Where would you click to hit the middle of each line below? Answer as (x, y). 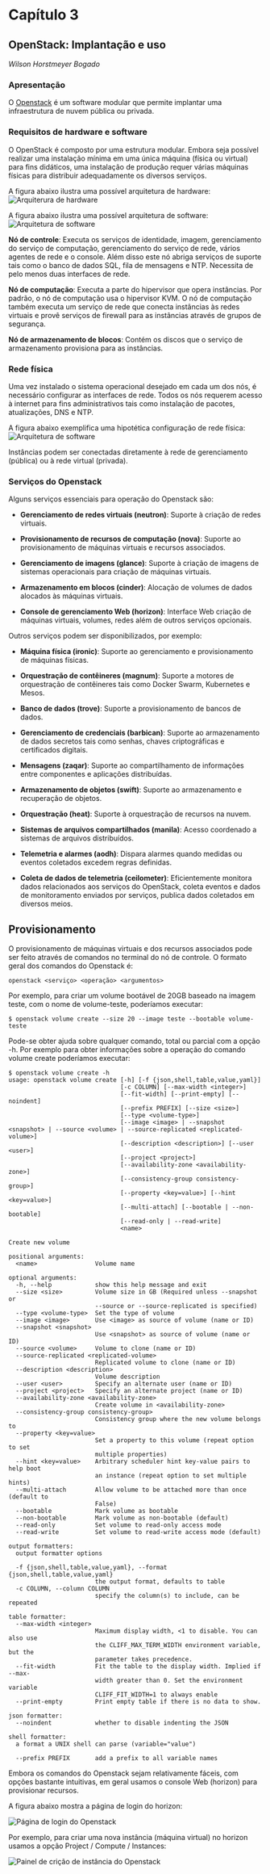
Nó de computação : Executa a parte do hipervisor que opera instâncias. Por (135, 289)
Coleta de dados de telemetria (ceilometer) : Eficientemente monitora (136, 878)
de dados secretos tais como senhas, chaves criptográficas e (122, 741)
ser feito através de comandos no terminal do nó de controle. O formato (128, 957)
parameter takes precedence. (144, 1659)
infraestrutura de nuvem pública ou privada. (81, 111)
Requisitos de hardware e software (78, 132)
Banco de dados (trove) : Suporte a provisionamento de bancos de (131, 709)
